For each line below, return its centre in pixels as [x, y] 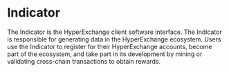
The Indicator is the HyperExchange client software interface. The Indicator [115, 32]
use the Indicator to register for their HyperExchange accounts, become [110, 46]
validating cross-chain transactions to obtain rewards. [84, 61]
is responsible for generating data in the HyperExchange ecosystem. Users [114, 39]
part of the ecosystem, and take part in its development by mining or [105, 54]
